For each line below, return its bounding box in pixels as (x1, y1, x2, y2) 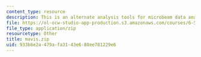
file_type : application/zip (6, 25, 77, 31)
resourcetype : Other (6, 31, 58, 37)
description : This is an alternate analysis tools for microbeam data (6, 14, 186, 20)
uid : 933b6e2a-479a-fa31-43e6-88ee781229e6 (6, 42, 117, 48)
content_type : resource (6, 8, 66, 15)
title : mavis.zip (6, 36, 50, 42)
